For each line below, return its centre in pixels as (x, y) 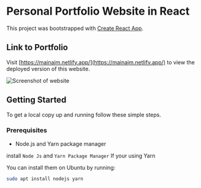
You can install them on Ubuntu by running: (61, 167)
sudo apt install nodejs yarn (45, 179)
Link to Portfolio (37, 47)
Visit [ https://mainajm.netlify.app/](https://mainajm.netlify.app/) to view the (100, 62)
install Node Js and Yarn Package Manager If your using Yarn (81, 156)
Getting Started (36, 100)
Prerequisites (27, 130)
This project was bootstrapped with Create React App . (75, 28)
